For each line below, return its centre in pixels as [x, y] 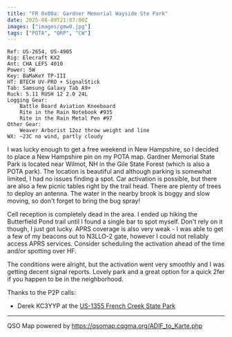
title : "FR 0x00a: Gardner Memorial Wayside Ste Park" [88, 13]
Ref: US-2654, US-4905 [40, 52]
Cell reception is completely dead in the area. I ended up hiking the [103, 215]
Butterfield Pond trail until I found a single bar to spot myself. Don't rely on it [115, 221]
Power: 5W [21, 70]
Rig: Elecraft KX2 [33, 58]
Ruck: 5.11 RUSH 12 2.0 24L [48, 94]
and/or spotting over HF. [42, 251]
